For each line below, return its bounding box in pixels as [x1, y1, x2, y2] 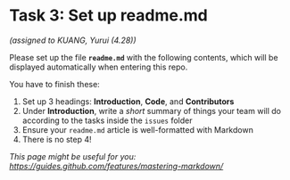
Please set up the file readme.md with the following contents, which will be [9, 52, 278, 62]
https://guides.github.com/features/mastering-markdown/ [9, 160, 224, 171]
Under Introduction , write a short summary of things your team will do [21, 105, 281, 116]
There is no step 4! [21, 134, 92, 144]
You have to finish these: [9, 78, 100, 89]
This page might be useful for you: [9, 151, 137, 161]
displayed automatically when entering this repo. [9, 61, 188, 72]
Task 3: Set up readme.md [9, 5, 208, 26]
